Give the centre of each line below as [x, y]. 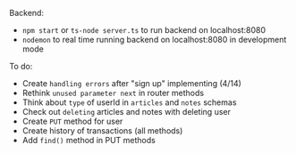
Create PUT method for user [72, 121]
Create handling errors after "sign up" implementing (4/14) [131, 83]
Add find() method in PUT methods [89, 140]
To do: [21, 66]
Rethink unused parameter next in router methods [113, 93]
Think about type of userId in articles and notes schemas [129, 102]
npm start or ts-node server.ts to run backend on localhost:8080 [144, 30]
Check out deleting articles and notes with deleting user [126, 112]
